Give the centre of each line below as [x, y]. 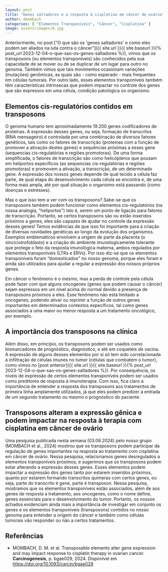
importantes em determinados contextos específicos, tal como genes [77, 305]
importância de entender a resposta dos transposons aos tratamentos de [80, 386]
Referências [24, 536]
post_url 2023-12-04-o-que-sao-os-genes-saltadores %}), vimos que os [80, 54]
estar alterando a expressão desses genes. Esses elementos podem [75, 467]
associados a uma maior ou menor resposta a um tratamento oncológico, [80, 311]
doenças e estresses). [28, 190]
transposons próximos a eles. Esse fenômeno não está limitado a [72, 295]
